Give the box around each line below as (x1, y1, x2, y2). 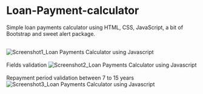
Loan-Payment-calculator (6, 4, 139, 18)
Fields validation (6, 61, 47, 69)
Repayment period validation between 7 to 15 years (6, 74, 135, 81)
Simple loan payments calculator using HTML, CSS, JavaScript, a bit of (6, 24, 184, 31)
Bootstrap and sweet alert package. (6, 30, 96, 37)
